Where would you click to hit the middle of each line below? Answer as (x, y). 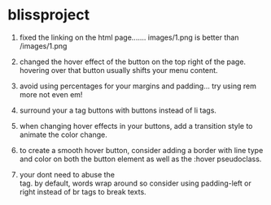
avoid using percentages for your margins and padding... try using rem (138, 86)
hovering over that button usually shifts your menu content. (118, 70)
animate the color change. (63, 135)
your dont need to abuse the (67, 174)
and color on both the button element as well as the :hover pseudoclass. (140, 159)
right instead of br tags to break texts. (83, 191)
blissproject (49, 15)
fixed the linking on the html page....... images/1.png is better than (129, 37)
